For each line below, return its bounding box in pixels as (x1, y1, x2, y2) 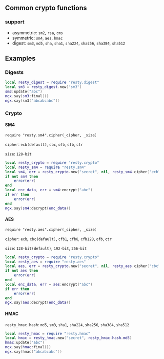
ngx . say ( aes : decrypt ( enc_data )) (5, 300, 71, 305)
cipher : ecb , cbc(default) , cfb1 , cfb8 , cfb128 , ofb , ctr (5, 236, 112, 242)
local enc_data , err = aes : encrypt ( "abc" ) (5, 282, 93, 287)
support (5, 19, 24, 25)
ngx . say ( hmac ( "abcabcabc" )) (5, 349, 62, 354)
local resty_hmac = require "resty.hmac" (5, 331, 91, 336)
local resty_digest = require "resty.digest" (5, 80, 99, 85)
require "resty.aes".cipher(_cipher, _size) (5, 227, 97, 232)
